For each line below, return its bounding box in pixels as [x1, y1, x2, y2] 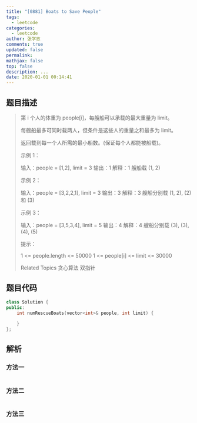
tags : [6, 14, 19, 20]
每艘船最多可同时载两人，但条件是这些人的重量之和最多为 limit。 [20, 126, 176, 134]
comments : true [6, 42, 44, 48]
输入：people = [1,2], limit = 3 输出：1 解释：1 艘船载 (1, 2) [20, 164, 161, 171]
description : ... [6, 69, 49, 75]
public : [6, 304, 25, 311]
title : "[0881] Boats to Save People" [6, 8, 101, 15]
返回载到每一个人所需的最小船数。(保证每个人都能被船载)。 [20, 139, 164, 146]
